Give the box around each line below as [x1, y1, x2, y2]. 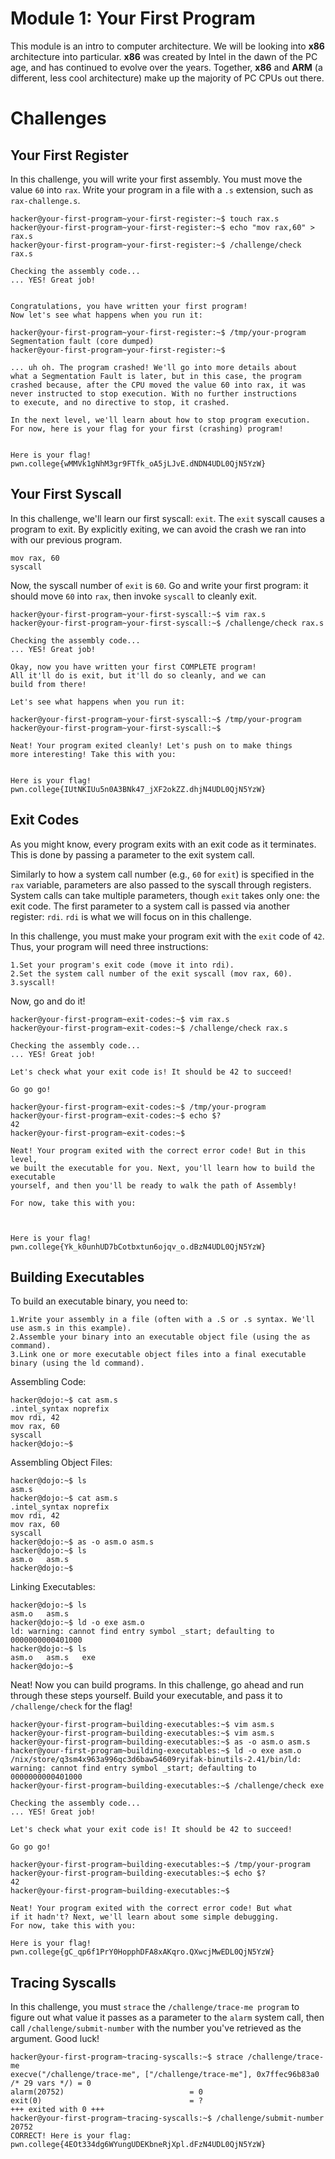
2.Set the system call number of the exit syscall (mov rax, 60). [10, 968, 293, 979]
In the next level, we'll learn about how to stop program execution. [10, 415, 311, 425]
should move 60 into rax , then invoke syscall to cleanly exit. [10, 590, 258, 602]
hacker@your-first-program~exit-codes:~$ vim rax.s [10, 1014, 230, 1024]
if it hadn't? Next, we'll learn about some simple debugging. [10, 1912, 280, 1922]
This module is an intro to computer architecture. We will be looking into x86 [10, 40, 325, 52]
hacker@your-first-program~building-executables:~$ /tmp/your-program [10, 1860, 311, 1870]
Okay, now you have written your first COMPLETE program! [10, 662, 257, 672]
